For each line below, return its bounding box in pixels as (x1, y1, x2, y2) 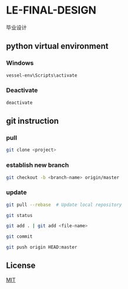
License (6, 261, 36, 271)
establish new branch (6, 161, 69, 169)
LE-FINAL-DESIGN (6, 4, 97, 17)
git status (6, 212, 33, 218)
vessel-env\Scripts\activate (6, 72, 78, 78)
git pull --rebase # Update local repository (6, 202, 122, 208)
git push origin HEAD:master (6, 244, 78, 251)
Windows (6, 59, 34, 67)
